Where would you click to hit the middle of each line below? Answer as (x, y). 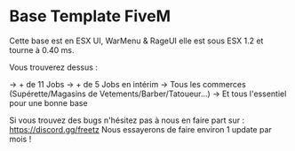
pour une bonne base (48, 102)
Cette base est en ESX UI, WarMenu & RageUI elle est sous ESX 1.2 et (136, 41)
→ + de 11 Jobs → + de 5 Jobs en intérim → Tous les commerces (128, 84)
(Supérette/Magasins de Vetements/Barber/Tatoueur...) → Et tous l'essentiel (148, 94)
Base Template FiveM (90, 16)
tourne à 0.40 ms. (42, 49)
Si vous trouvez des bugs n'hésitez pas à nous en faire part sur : (127, 120)
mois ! (20, 139)
